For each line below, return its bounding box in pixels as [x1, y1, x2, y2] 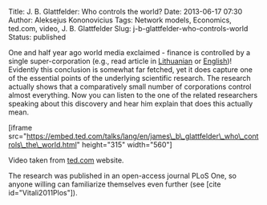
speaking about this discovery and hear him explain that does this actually [8, 99, 253, 108]
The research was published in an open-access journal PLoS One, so [8, 171, 237, 180]
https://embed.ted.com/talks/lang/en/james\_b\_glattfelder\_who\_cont [26, 131, 259, 141]
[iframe [8, 123, 33, 132]
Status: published [8, 32, 67, 42]
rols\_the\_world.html [8, 140, 78, 149]
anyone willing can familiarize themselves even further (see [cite [8, 179, 221, 189]
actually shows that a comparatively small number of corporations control [8, 82, 252, 91]
